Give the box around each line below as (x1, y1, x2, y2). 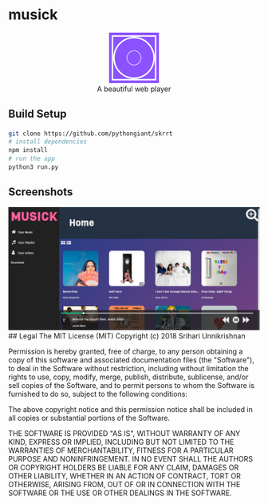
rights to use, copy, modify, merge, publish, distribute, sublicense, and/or (8, 372, 249, 382)
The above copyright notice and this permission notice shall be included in (8, 405, 253, 414)
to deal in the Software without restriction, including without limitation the (8, 364, 249, 374)
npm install (8, 146, 48, 154)
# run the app (8, 154, 56, 163)
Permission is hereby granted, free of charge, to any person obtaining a (8, 346, 243, 357)
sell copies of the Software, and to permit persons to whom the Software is (8, 381, 255, 390)
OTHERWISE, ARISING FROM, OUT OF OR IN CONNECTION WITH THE (8, 480, 241, 490)
